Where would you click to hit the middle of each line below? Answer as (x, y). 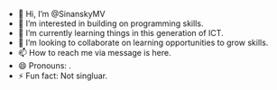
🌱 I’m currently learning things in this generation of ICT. (120, 33)
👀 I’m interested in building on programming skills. (111, 23)
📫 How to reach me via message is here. (94, 53)
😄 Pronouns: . (45, 66)
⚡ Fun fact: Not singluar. (63, 76)
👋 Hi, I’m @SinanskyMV (61, 14)
